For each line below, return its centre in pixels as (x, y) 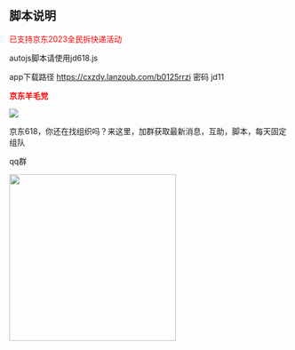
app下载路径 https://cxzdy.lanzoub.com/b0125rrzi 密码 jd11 (117, 76)
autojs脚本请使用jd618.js (54, 58)
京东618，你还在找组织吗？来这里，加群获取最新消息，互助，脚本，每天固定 (148, 131)
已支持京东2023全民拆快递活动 (66, 39)
